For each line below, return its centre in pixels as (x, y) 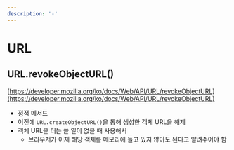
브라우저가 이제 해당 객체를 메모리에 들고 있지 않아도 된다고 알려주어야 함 (127, 139)
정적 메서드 (33, 113)
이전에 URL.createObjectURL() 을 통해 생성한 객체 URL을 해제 (102, 122)
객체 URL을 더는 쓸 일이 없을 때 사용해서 (72, 130)
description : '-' (33, 14)
